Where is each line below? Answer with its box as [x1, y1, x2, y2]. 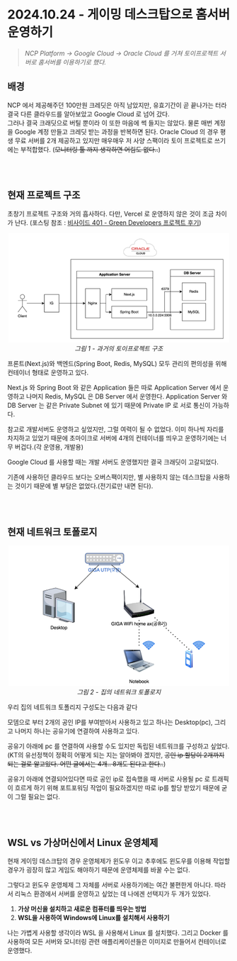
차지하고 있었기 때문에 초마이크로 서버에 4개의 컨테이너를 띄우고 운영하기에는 [7, 434, 219, 443]
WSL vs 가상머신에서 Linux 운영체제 [7, 836, 158, 848]
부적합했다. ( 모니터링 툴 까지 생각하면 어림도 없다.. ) [20, 145, 161, 153]
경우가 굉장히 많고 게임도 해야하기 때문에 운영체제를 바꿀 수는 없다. [7, 866, 190, 874]
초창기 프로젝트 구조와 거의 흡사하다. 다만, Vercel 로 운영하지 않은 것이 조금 [7, 209, 214, 218]
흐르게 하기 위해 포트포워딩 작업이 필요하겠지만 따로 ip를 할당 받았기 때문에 [14, 784, 221, 792]
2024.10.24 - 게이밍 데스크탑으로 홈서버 [7, 6, 230, 23]
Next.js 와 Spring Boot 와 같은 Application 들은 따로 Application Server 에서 [7, 384, 221, 392]
